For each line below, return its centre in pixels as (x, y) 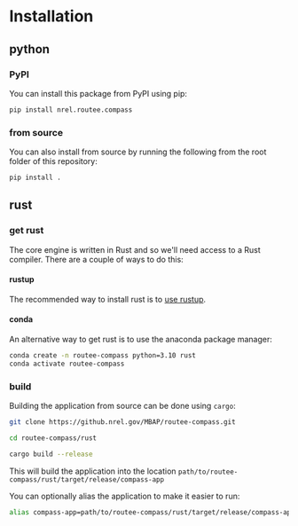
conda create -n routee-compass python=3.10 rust (103, 356)
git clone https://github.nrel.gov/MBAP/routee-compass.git (123, 422)
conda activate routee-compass (67, 364)
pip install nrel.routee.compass (71, 110)
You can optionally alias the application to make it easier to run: (125, 496)
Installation (51, 16)
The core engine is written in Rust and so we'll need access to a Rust (135, 249)
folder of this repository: (53, 161)
